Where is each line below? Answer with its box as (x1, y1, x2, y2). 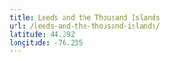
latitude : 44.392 (9, 30, 75, 39)
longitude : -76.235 (9, 38, 84, 48)
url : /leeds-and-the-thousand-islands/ (9, 22, 161, 30)
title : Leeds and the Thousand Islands (9, 13, 161, 22)
